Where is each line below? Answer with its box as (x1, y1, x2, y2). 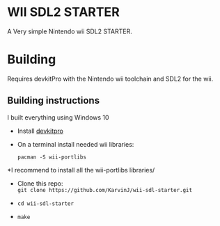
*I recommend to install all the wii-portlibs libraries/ (7, 166, 155, 174)
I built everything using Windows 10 (7, 113, 109, 122)
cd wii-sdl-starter (17, 200, 74, 207)
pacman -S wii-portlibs (17, 154, 87, 161)
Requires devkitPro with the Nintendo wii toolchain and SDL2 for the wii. (7, 74, 214, 83)
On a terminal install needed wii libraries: (17, 140, 134, 148)
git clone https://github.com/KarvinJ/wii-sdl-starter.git (17, 186, 193, 193)
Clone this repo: (17, 179, 63, 188)
